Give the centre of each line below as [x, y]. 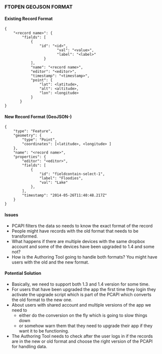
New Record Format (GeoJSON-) [38, 116]
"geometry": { [27, 135]
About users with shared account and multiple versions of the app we [81, 305]
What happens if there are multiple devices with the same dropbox [78, 241]
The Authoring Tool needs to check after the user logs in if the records [82, 336]
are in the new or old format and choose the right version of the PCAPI [82, 341]
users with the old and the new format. [50, 262]
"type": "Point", [39, 140]
